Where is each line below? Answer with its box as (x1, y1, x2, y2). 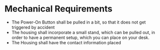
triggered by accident (11, 24, 55, 30)
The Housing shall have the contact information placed (11, 39, 121, 45)
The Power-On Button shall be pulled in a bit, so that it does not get (11, 19, 146, 25)
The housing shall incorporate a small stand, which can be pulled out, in (11, 29, 156, 35)
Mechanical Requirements (4, 3, 112, 14)
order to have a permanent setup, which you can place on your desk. (11, 35, 150, 40)
